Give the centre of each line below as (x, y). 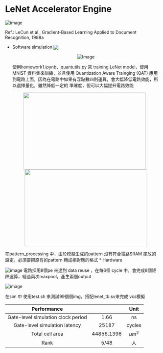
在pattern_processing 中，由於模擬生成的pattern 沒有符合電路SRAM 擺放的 (81, 254)
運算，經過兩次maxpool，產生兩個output (50, 277)
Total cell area (47, 334)
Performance (47, 309)
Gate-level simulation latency (47, 325)
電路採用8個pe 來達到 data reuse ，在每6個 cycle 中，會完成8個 (88, 270)
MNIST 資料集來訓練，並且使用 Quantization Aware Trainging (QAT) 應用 (85, 73)
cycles (134, 325)
